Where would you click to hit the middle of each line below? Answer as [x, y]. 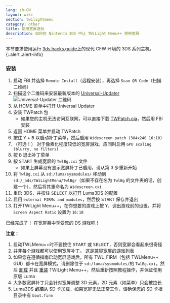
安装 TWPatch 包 [31, 112]
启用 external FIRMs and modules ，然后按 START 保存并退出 [75, 199]
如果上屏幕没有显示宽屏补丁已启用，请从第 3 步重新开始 [79, 168]
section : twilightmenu [30, 19]
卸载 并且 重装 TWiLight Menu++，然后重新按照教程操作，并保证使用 [91, 270]
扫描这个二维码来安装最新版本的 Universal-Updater [66, 93]
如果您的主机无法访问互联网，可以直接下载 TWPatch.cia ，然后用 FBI [92, 119]
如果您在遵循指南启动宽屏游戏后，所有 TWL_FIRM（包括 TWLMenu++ [86, 257]
